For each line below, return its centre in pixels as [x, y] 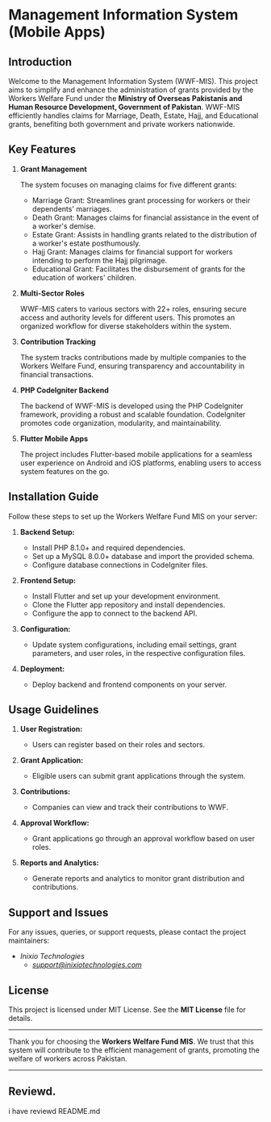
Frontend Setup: [48, 580]
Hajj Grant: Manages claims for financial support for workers [132, 251]
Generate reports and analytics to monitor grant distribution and [138, 879]
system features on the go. [65, 471]
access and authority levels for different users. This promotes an [127, 317]
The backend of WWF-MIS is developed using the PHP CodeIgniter [131, 406]
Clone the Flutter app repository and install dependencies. [129, 604]
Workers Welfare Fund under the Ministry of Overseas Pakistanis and [125, 98]
